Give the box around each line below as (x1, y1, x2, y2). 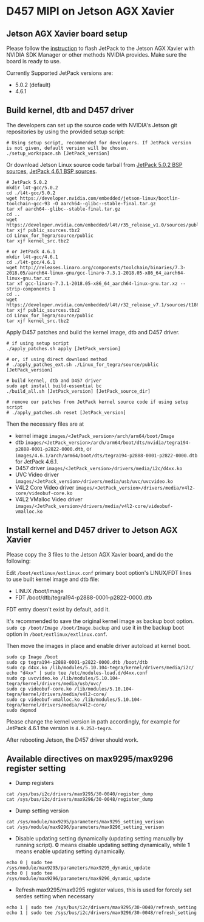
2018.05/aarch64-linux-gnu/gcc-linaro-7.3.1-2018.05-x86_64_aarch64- (6, 270, 186, 276)
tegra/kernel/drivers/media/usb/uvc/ (6, 680, 102, 686)
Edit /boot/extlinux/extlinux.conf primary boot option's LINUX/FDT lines (6, 569, 192, 576)
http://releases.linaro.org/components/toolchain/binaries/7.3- (19, 264, 186, 270)
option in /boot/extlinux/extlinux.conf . (6, 630, 107, 638)
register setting (6, 763, 66, 774)
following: (6, 557, 31, 565)
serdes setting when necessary (15, 893, 94, 900)
